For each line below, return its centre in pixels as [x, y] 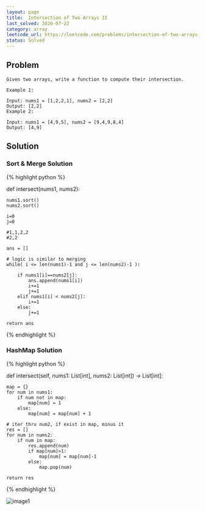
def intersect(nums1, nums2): [43, 189]
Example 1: [20, 90]
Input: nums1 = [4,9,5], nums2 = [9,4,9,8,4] [65, 122]
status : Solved [26, 40]
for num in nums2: [30, 435]
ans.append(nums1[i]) [56, 280]
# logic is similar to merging [46, 259]
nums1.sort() [23, 200]
